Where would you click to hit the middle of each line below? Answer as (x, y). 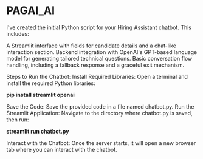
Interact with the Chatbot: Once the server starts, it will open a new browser (101, 143)
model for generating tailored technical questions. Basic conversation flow (99, 58)
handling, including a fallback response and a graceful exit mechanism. (95, 65)
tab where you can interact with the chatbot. (62, 149)
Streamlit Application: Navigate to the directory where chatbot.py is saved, (99, 113)
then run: (18, 120)
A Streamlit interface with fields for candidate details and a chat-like (91, 46)
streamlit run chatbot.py (38, 131)
